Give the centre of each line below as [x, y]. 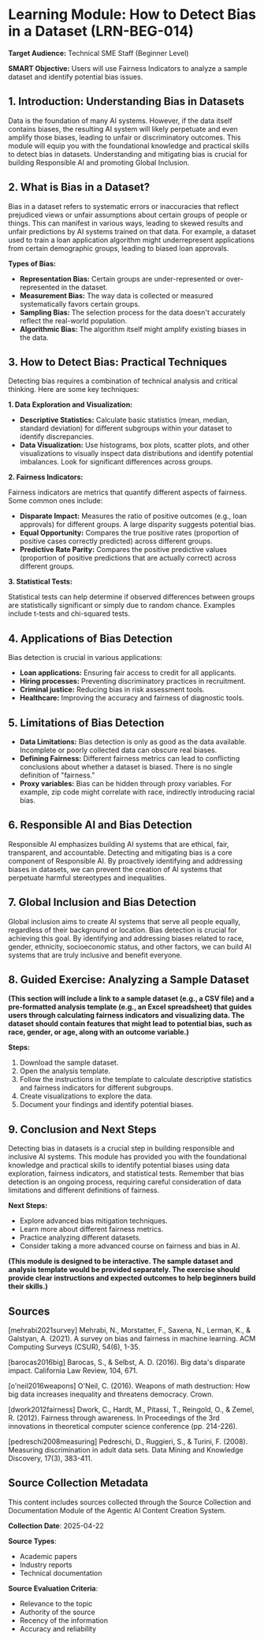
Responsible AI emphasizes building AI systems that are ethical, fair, [119, 844]
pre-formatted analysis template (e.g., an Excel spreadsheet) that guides [130, 1007]
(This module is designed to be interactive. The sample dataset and [121, 1261]
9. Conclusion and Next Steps [82, 1129]
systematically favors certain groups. [80, 304]
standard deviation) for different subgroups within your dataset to [126, 428]
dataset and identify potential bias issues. [76, 76]
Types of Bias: [32, 263]
